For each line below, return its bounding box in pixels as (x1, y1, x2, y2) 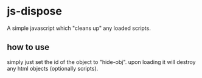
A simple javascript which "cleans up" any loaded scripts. (7, 24, 151, 32)
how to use (7, 42, 50, 52)
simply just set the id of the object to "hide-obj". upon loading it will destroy (7, 58, 196, 65)
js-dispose (7, 4, 63, 18)
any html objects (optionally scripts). (7, 65, 99, 72)
